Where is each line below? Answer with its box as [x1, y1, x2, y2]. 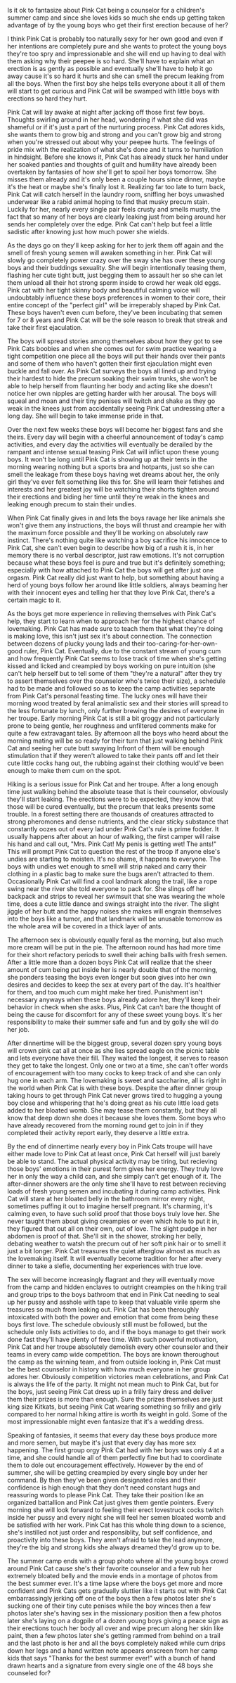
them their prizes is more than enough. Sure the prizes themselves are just [7, 1395, 223, 1403]
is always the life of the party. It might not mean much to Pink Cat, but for [7, 1380, 219, 1388]
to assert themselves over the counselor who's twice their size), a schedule [7, 677, 226, 685]
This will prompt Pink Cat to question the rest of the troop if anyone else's [7, 847, 221, 855]
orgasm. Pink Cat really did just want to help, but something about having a [7, 573, 225, 582]
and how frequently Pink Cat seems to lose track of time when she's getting [7, 654, 227, 663]
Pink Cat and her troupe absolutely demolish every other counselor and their [7, 1343, 228, 1351]
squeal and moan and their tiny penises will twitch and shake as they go [7, 397, 216, 405]
